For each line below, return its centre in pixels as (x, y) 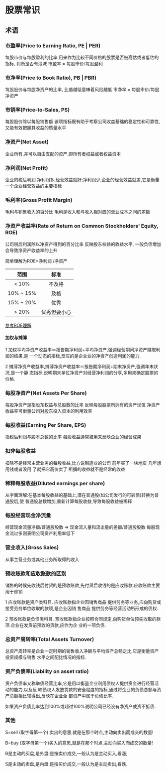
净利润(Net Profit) (27, 168)
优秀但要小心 (56, 312)
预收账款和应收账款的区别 (36, 573)
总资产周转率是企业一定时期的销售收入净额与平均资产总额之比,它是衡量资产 (82, 651)
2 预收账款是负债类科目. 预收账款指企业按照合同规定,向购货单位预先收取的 (81, 619)
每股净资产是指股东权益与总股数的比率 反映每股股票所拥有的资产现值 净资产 (83, 405)
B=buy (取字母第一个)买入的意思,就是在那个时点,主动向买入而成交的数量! (79, 743)
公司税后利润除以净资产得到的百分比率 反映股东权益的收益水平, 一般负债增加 (83, 244)
